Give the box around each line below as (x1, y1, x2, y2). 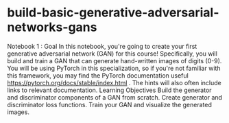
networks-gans (7, 19, 97, 35)
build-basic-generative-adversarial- (7, 5, 219, 21)
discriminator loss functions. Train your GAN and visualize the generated (7, 100, 213, 109)
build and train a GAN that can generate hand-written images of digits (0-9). (7, 56, 222, 65)
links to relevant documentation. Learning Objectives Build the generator (7, 86, 212, 94)
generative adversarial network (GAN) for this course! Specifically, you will (7, 49, 218, 58)
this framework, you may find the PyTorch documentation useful (7, 71, 189, 80)
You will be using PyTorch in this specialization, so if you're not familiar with (7, 64, 221, 72)
